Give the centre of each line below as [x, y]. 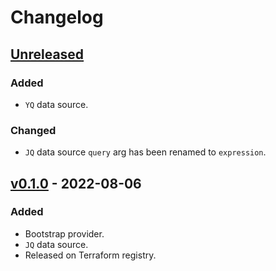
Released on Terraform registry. [90, 255]
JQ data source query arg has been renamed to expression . [145, 152]
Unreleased [47, 54]
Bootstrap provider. [64, 233]
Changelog [57, 17]
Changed [33, 130]
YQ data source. [56, 104]
